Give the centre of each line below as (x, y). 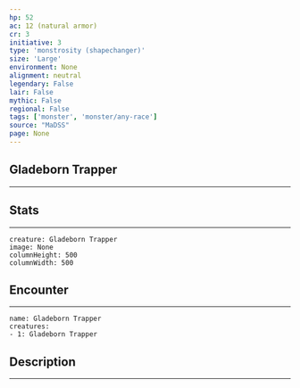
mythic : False (36, 100)
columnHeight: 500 (43, 255)
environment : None (43, 68)
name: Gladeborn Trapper (55, 319)
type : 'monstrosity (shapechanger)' (77, 51)
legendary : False (42, 84)
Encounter (39, 289)
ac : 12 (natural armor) (54, 26)
